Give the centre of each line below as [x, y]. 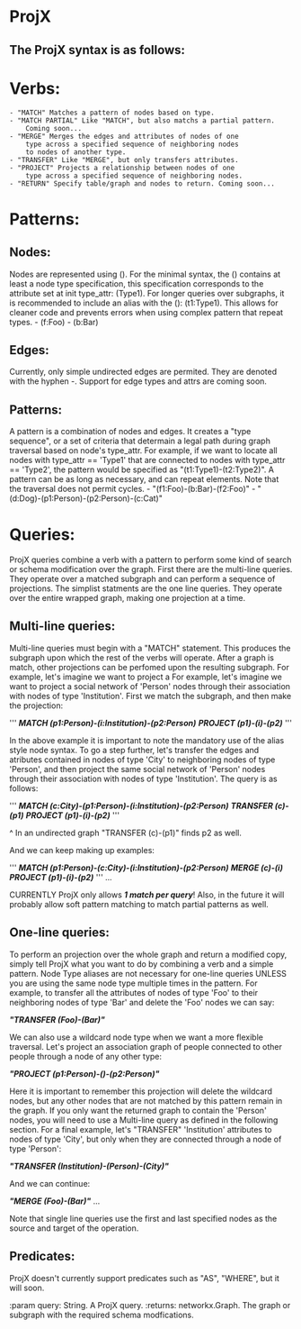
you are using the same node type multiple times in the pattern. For [133, 983]
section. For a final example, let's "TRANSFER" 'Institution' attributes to [141, 1129]
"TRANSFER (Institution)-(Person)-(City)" [89, 1166]
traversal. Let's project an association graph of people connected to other [146, 1046]
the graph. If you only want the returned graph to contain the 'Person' [138, 1110]
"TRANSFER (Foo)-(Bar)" [57, 1019]
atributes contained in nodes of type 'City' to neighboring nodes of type [142, 760]
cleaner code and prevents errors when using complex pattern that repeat [146, 312]
